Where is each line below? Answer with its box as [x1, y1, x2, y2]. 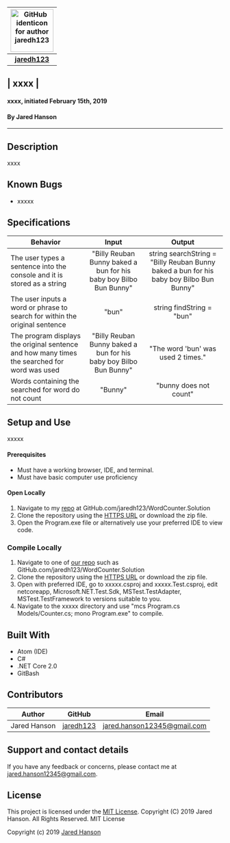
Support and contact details [7, 744, 129, 756]
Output [170, 237, 195, 247]
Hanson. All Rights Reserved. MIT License [7, 815, 125, 823]
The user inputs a [10, 294, 67, 303]
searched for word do [10, 385, 80, 394]
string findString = [153, 303, 212, 312]
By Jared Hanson [7, 112, 57, 121]
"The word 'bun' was [149, 344, 217, 353]
